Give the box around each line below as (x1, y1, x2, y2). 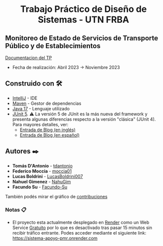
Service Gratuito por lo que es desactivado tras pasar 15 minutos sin (12, 225, 153, 231)
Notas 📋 (5, 206, 27, 213)
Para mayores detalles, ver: (12, 121, 69, 127)
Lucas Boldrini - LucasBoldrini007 (12, 173, 83, 179)
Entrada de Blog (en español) (19, 132, 80, 138)
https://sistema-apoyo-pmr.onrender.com (12, 235, 98, 241)
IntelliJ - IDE (12, 95, 38, 101)
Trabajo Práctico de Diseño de (20, 3, 147, 15)
